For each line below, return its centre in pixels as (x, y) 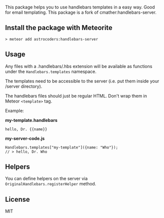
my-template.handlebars (31, 120)
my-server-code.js (25, 138)
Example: (15, 110)
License (18, 199)
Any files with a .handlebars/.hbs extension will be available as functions (79, 66)
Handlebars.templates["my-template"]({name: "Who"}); (62, 147)
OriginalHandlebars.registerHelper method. (51, 184)
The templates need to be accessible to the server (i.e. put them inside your (82, 81)
